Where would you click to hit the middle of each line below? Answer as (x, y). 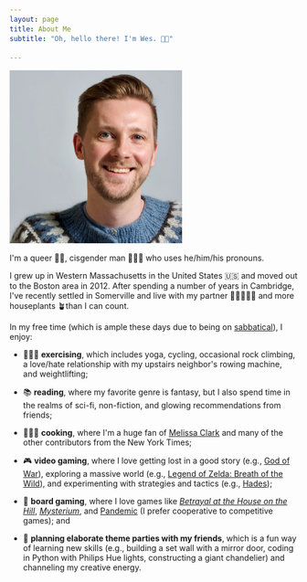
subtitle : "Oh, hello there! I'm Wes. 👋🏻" (91, 38)
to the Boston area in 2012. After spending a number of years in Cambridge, (152, 286)
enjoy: (21, 336)
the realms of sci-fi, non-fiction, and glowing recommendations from (152, 405)
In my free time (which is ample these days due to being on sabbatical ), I (146, 327)
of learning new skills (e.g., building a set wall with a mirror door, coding (158, 547)
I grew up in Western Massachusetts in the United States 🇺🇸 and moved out (153, 275)
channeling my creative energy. (82, 567)
